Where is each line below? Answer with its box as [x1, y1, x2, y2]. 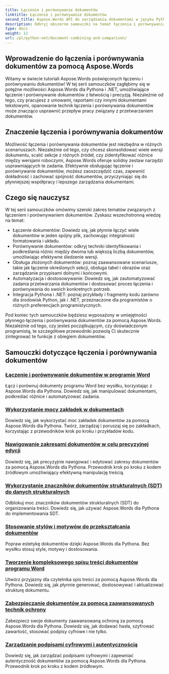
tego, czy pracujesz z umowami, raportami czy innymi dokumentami [5, 97, 147, 103]
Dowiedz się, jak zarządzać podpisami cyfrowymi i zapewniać [5, 652, 134, 659]
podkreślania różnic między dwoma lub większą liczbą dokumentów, [12, 248, 155, 255]
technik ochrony [5, 606, 46, 613]
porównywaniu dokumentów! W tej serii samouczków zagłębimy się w [5, 81, 150, 87]
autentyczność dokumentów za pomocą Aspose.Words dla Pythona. [5, 658, 147, 664]
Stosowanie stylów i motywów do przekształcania [5, 523, 130, 530]
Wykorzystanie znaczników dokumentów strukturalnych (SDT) [5, 482, 162, 489]
